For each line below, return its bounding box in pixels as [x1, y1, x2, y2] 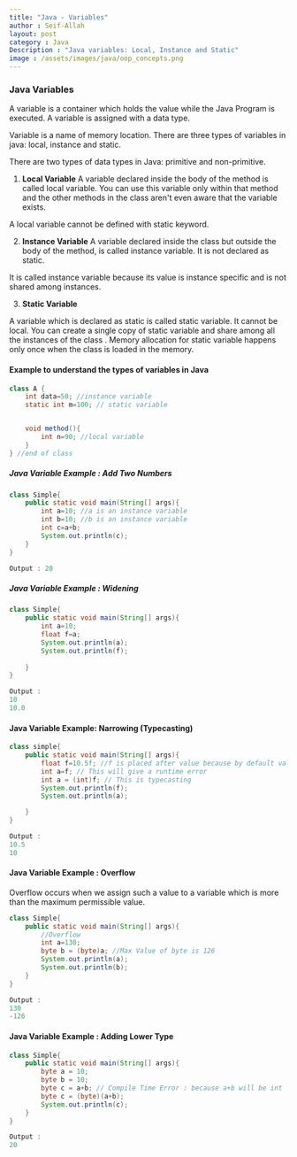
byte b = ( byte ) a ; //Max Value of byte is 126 [41, 946, 216, 956]
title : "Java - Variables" [9, 12, 109, 22]
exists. [21, 202, 46, 212]
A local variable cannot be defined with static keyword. [9, 219, 209, 230]
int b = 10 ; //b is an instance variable [41, 515, 188, 524]
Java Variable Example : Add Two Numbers [9, 468, 172, 479]
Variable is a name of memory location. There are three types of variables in [9, 130, 286, 141]
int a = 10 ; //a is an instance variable [41, 506, 188, 516]
